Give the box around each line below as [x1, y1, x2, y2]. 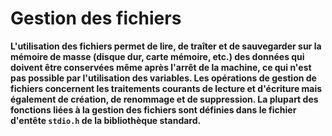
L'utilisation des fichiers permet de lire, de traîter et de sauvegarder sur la [10, 40, 322, 52]
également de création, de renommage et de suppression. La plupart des [10, 93, 319, 105]
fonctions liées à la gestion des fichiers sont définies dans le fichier [10, 103, 297, 116]
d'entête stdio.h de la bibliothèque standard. [10, 114, 202, 126]
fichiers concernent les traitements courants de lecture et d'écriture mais [10, 82, 323, 94]
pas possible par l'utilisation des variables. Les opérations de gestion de [10, 72, 317, 84]
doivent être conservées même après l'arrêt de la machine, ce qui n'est [10, 61, 312, 73]
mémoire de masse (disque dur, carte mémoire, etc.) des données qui [10, 50, 305, 62]
